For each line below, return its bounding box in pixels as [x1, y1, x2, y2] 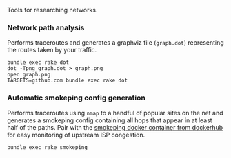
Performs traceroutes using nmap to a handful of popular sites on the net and [7, 109, 223, 117]
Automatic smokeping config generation [7, 93, 146, 102]
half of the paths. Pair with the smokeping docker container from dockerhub [7, 123, 223, 131]
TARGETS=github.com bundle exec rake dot [7, 77, 128, 84]
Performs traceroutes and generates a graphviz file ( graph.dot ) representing [7, 38, 224, 47]
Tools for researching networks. [7, 6, 98, 14]
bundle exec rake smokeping [7, 144, 88, 150]
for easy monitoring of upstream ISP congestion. [7, 131, 145, 139]
